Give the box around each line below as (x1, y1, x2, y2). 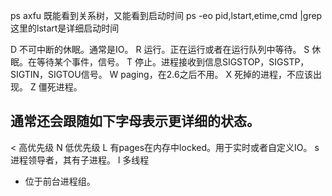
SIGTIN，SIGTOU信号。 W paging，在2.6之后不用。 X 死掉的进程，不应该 (10, 69, 314, 80)
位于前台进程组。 (24, 175, 96, 187)
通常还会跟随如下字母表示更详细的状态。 (10, 113, 260, 130)
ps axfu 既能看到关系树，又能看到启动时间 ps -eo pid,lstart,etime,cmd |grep (10, 10, 323, 21)
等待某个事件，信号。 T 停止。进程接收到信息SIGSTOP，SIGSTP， (36, 56, 310, 68)
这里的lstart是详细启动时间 (10, 22, 120, 34)
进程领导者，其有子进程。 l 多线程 (10, 154, 150, 166)
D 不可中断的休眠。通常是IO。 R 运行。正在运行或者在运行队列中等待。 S (10, 44, 310, 55)
